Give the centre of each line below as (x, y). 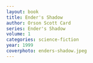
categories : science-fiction (43, 40)
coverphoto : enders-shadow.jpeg (46, 51)
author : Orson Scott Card (38, 23)
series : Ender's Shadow (36, 28)
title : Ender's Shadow (34, 17)
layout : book (22, 12)
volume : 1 (19, 34)
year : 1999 (20, 46)
